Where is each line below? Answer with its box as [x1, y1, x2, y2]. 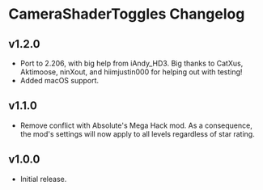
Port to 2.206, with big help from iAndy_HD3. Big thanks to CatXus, [19, 58, 244, 68]
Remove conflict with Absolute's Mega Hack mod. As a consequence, [19, 120, 252, 130]
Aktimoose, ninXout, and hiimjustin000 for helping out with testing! [19, 67, 243, 77]
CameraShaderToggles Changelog [8, 5, 245, 23]
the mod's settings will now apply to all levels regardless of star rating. [19, 129, 255, 138]
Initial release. [19, 174, 67, 184]
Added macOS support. [19, 76, 100, 85]
